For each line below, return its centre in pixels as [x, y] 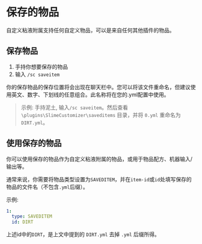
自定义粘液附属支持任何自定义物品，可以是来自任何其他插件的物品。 [90, 30]
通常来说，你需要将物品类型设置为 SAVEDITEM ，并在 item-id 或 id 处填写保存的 [99, 179]
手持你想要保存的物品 [41, 66]
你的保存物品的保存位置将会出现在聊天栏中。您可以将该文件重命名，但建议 [98, 87]
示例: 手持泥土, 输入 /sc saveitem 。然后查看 [74, 107]
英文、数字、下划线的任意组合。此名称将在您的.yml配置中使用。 [90, 95]
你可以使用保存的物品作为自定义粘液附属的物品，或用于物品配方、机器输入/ [99, 159]
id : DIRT [23, 222]
